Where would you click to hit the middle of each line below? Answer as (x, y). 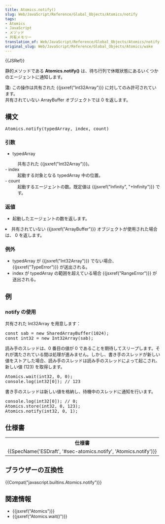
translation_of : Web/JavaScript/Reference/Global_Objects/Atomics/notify (82, 42)
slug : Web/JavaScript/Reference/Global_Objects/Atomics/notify (71, 14)
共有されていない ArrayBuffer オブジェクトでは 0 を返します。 (68, 100)
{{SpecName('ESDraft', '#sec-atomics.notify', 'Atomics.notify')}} (82, 451)
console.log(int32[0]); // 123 (43, 382)
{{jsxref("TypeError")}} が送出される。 (51, 267)
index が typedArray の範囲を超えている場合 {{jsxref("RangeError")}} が (84, 273)
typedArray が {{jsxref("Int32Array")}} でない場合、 (64, 261)
